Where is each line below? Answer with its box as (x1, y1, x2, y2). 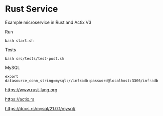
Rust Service (5, 3, 58, 15)
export (5, 74, 19, 79)
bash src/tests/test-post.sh (5, 56, 64, 61)
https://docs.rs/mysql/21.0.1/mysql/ (5, 105, 76, 111)
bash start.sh (5, 38, 34, 43)
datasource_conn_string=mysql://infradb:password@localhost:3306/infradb (5, 78, 159, 83)
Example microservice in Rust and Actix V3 (5, 19, 92, 25)
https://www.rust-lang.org (5, 86, 58, 93)
